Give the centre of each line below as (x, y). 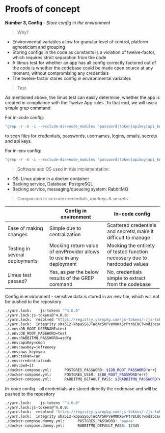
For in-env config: (23, 151)
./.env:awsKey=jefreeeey (30, 347)
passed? (17, 281)
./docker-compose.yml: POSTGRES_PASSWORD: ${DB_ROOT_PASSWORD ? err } (81, 370)
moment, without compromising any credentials (60, 73)
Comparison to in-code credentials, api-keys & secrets (72, 198)
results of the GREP (72, 278)
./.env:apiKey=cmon (25, 342)
